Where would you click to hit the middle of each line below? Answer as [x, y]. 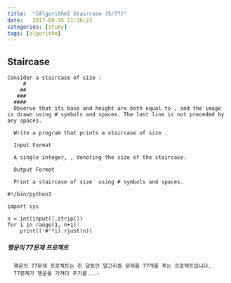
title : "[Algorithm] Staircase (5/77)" [67, 14]
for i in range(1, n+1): [44, 225]
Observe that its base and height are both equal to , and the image [117, 109]
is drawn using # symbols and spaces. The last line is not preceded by [116, 115]
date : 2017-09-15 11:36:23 [50, 20]
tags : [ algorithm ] [34, 33]
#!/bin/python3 [29, 194]
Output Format [34, 170]
